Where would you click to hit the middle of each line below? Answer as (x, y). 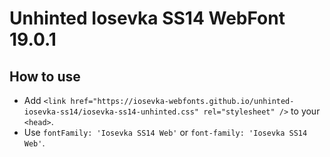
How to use (45, 76)
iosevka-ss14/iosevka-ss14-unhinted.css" (111, 112)
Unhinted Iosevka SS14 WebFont (147, 18)
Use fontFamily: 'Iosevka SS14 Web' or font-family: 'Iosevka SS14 (165, 132)
